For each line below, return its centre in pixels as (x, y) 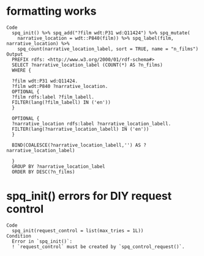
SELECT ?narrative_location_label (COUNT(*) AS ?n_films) (88, 65)
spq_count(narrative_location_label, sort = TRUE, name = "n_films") (108, 49)
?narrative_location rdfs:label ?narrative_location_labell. (92, 123)
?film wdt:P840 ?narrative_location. (60, 86)
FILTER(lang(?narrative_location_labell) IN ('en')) (81, 129)
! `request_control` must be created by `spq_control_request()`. (98, 247)
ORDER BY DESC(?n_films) (43, 172)
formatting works (51, 11)
